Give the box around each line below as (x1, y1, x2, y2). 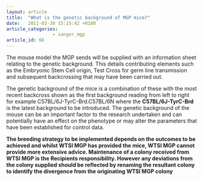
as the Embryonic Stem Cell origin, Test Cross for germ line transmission (6, 67, 187, 73)
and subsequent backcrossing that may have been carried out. (6, 73, 163, 80)
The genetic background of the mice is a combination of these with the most (6, 85, 197, 92)
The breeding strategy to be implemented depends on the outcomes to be (6, 135, 196, 143)
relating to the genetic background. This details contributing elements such (6, 60, 194, 67)
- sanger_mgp (52, 32, 85, 38)
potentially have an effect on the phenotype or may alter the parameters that (6, 117, 198, 125)
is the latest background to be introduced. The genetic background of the (6, 104, 190, 111)
